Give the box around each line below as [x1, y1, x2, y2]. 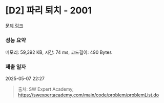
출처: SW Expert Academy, [17, 86, 74, 92]
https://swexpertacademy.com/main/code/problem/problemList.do [17, 92, 159, 98]
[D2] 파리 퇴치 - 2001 [5, 5, 92, 16]
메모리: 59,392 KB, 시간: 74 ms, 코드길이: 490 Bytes [5, 49, 112, 55]
